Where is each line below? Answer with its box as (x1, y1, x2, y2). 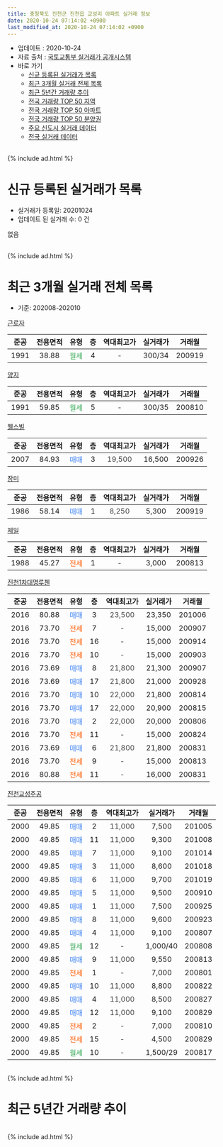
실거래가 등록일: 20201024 (17, 206, 93, 215)
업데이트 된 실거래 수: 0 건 (17, 215, 90, 223)
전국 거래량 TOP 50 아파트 (28, 106, 101, 114)
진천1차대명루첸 (7, 578, 50, 587)
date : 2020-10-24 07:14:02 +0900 (7, 17, 106, 24)
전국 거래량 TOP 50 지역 (28, 97, 96, 106)
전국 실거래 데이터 (28, 133, 78, 141)
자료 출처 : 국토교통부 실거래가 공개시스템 (17, 52, 132, 61)
